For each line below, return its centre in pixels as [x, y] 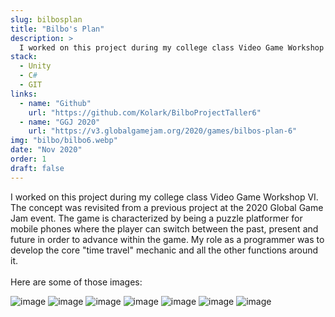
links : [24, 94]
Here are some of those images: [76, 282]
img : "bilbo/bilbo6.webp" [64, 141]
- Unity [35, 66]
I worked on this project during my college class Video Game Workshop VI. [164, 197]
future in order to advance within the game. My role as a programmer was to [167, 239]
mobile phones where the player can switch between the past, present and [164, 228]
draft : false [37, 168]
